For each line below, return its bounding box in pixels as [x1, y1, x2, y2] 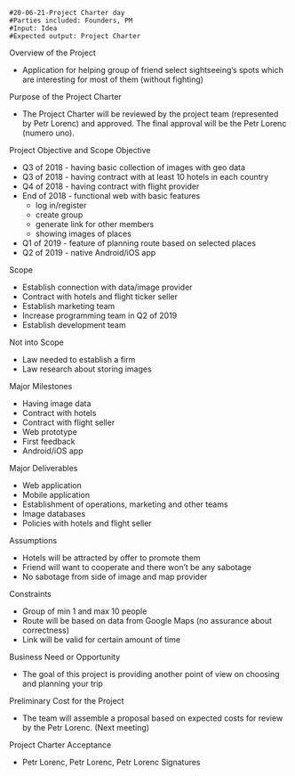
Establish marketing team [21, 301, 116, 311]
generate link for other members [35, 219, 155, 229]
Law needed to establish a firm [21, 355, 136, 364]
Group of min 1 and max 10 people [21, 606, 147, 617]
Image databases [21, 509, 86, 519]
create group [35, 209, 84, 220]
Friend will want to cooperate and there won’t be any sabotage [21, 562, 251, 572]
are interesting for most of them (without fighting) [21, 74, 204, 85]
